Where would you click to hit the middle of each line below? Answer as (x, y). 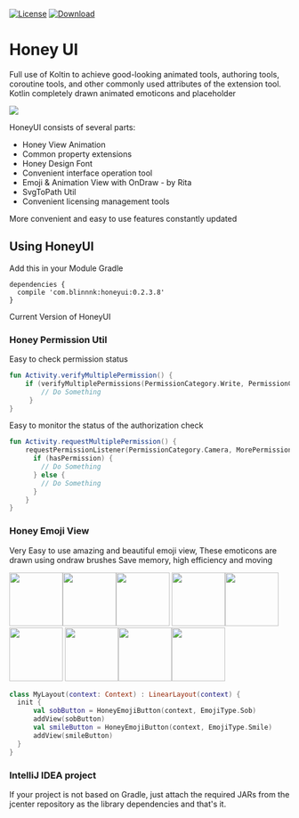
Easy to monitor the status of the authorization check (106, 425)
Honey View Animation (64, 144)
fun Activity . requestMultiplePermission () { (93, 442)
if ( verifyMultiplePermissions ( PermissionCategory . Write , (135, 383)
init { (29, 703)
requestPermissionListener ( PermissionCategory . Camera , (129, 450)
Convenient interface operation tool (87, 173)
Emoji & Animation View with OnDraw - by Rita (107, 182)
